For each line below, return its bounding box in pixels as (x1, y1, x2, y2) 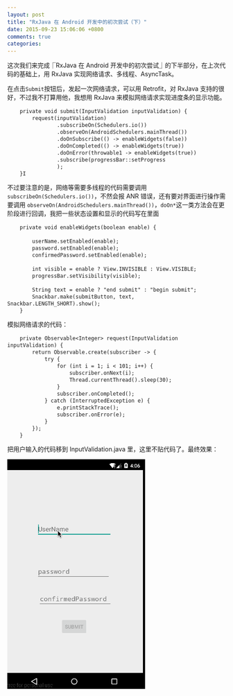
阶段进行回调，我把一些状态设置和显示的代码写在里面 (7, 209, 159, 218)
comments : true (7, 33, 51, 40)
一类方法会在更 (182, 201, 225, 209)
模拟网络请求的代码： (7, 320, 68, 329)
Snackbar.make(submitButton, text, (32, 293, 135, 301)
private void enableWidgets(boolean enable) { (19, 224, 157, 232)
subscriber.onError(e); (56, 411, 126, 419)
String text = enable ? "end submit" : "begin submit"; (32, 286, 197, 294)
